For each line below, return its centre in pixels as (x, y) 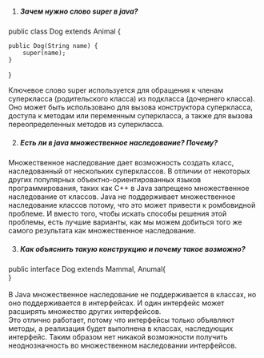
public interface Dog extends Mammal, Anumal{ (87, 268)
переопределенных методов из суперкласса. (86, 124)
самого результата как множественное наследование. (102, 230)
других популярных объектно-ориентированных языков (105, 179)
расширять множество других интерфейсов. (85, 311)
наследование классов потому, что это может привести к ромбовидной (132, 205)
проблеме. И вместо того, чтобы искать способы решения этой (118, 213)
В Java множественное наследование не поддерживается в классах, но (132, 294)
